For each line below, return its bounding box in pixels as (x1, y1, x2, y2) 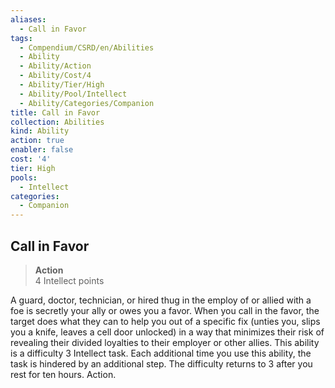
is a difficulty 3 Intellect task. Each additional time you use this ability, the (10, 347, 312, 359)
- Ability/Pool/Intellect (19, 89, 128, 99)
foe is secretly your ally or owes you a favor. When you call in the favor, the (10, 304, 320, 316)
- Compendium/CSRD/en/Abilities (19, 42, 155, 53)
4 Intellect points (34, 274, 105, 286)
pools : (10, 172, 38, 183)
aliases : (10, 14, 47, 25)
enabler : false (10, 145, 74, 155)
